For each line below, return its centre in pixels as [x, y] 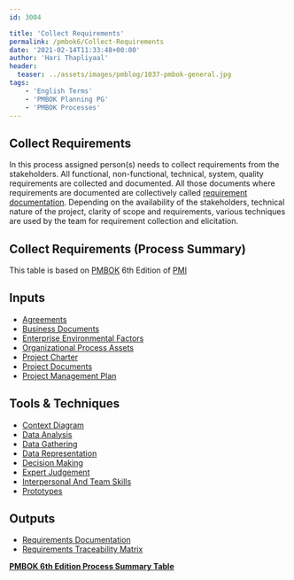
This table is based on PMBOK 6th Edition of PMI [98, 270]
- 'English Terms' [59, 91]
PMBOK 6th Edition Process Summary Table [92, 567]
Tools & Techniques [65, 404]
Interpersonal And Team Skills [77, 481]
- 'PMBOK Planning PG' [67, 99]
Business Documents [61, 329]
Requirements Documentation [76, 540]
